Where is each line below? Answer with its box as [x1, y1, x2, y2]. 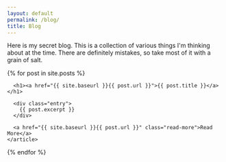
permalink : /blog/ [7, 16, 60, 23]
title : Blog [7, 23, 41, 29]
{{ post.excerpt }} [19, 107, 75, 113]
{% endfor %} [7, 148, 47, 157]
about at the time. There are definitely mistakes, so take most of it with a [7, 49, 211, 57]
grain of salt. [7, 56, 43, 64]
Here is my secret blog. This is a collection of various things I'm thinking [7, 42, 210, 50]
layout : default [7, 10, 53, 17]
